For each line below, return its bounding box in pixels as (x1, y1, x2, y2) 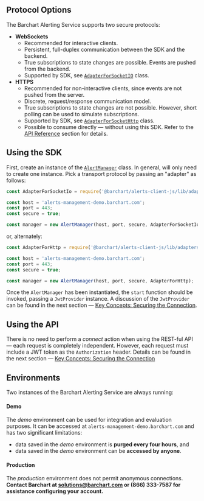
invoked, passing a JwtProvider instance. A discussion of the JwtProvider (6, 295, 190, 303)
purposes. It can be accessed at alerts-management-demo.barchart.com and (6, 422, 194, 430)
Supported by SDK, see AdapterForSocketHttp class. (24, 117, 155, 124)
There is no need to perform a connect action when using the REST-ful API (6, 335, 193, 343)
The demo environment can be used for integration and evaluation (6, 416, 172, 424)
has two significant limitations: (6, 429, 83, 436)
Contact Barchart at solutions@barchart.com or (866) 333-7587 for (6, 481, 181, 489)
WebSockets (15, 33, 49, 40)
